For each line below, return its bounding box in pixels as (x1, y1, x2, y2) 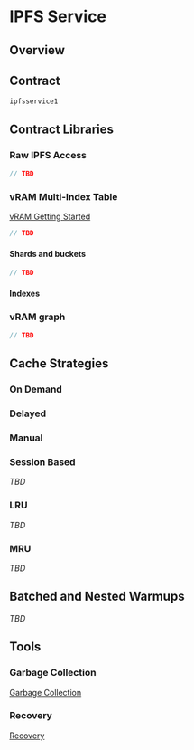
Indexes (9, 288, 41, 299)
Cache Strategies (9, 356, 109, 372)
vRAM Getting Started (9, 211, 91, 223)
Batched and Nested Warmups (9, 589, 185, 604)
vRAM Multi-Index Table (9, 190, 118, 203)
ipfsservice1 (9, 97, 59, 106)
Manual (9, 432, 43, 444)
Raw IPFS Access (9, 148, 88, 161)
